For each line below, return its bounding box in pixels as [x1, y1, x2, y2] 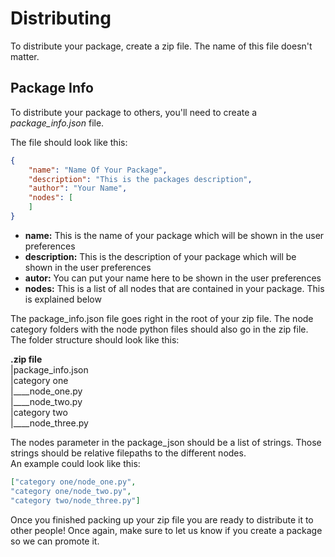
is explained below [24, 293, 102, 305]
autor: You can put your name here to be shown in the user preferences [24, 272, 322, 284]
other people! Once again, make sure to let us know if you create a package [10, 524, 323, 536]
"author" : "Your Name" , [28, 183, 128, 194]
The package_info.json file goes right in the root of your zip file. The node [10, 312, 314, 324]
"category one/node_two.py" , [10, 486, 132, 496]
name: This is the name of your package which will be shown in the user [24, 229, 325, 241]
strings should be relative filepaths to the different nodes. [10, 447, 247, 459]
